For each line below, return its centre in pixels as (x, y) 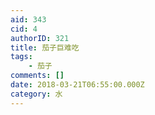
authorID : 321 (40, 38)
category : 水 (36, 94)
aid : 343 (28, 19)
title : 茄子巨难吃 (45, 47)
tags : (21, 57)
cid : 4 (24, 29)
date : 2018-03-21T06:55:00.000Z (77, 85)
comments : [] (37, 76)
